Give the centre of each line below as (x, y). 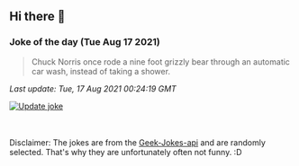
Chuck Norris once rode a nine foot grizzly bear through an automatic (161, 61)
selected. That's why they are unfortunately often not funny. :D (126, 152)
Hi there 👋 (37, 17)
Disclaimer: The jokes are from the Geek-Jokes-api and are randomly (137, 142)
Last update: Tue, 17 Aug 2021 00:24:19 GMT (93, 88)
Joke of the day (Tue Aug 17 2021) (85, 42)
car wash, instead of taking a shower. (101, 71)
